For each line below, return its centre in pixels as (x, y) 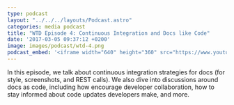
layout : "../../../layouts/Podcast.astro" (70, 20)
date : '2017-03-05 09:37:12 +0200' (59, 40)
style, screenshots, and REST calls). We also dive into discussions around (113, 79)
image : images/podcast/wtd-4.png (56, 46)
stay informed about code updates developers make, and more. (99, 94)
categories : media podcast (46, 26)
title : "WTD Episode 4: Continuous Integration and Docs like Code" (109, 33)
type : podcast (28, 14)
